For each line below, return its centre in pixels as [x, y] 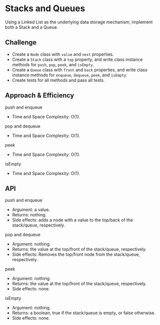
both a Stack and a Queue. [32, 27]
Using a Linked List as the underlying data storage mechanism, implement [79, 22]
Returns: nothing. [29, 215]
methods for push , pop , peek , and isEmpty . [53, 64]
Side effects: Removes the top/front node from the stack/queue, [76, 254]
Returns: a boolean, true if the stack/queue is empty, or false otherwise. [84, 313]
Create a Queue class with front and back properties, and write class [80, 70]
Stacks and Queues [45, 9]
